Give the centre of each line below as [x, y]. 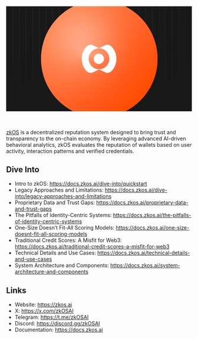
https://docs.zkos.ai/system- [145, 266]
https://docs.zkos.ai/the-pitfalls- [152, 215]
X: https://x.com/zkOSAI [44, 311]
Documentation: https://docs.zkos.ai [59, 330]
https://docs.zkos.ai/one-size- [153, 228]
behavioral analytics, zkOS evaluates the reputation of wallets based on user [99, 144]
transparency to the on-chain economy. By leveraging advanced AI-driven [96, 138]
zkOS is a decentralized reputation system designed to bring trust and [91, 132]
